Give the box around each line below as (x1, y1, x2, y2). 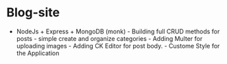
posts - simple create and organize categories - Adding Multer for (16, 34, 203, 42)
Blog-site (6, 5, 60, 20)
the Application (16, 49, 60, 57)
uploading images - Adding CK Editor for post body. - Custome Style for (16, 42, 220, 50)
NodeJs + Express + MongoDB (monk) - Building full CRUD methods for (16, 27, 220, 35)
